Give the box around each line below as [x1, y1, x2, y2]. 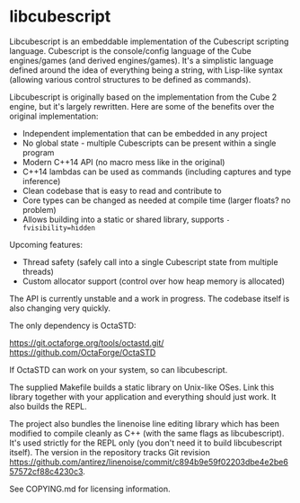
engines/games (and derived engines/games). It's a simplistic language [9, 55, 274, 66]
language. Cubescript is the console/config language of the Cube [9, 45, 251, 56]
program [22, 146, 55, 158]
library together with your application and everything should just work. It [9, 391, 277, 402]
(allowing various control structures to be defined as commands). [9, 74, 251, 84]
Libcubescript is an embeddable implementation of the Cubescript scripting [9, 36, 289, 47]
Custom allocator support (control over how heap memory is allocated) [22, 276, 286, 287]
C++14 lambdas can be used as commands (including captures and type [22, 166, 292, 177]
